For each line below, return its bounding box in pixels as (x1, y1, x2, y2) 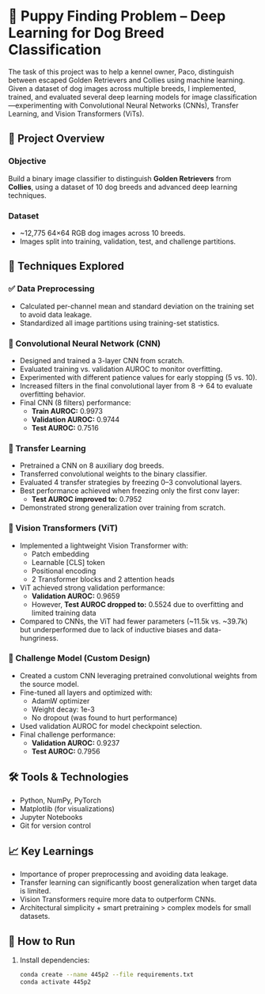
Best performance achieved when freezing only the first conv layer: (19, 486, 240, 495)
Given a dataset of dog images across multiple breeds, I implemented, (8, 83, 237, 93)
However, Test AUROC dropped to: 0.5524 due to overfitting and (31, 599, 244, 609)
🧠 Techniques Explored (8, 260, 124, 273)
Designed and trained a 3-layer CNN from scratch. (19, 355, 184, 365)
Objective (8, 156, 47, 167)
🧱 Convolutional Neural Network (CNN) (8, 338, 161, 349)
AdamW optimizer (31, 696, 90, 705)
